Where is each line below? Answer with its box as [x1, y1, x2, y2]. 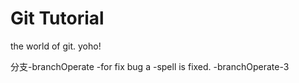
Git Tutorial [10, 7, 105, 30]
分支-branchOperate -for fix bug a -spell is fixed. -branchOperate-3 [10, 60, 290, 72]
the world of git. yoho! [10, 40, 102, 52]
